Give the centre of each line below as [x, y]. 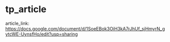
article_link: [17, 23]
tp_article [26, 9]
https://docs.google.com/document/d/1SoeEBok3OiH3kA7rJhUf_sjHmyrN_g [85, 28]
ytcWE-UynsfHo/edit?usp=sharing [41, 34]
